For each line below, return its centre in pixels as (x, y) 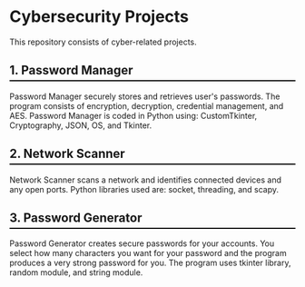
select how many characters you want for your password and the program (148, 253)
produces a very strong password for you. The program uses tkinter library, (150, 263)
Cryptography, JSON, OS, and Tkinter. (81, 125)
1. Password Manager (71, 70)
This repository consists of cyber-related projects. (103, 42)
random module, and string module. (76, 272)
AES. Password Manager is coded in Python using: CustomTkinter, (133, 115)
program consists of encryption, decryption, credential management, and (147, 105)
